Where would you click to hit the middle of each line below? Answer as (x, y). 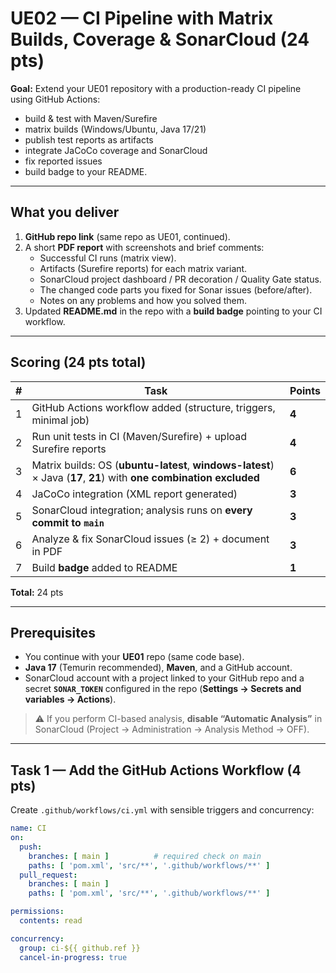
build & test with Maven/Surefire (91, 118)
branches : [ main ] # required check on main (145, 856)
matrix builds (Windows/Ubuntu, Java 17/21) (115, 129)
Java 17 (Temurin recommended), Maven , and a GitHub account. (158, 668)
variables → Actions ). (70, 699)
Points (305, 390)
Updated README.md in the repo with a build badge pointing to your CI (173, 311)
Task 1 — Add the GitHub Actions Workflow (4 (156, 770)
